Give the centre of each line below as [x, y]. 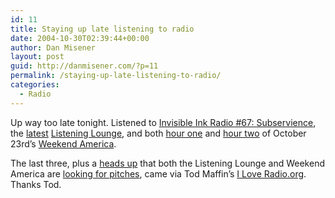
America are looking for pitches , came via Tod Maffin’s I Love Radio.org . [158, 173]
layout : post [37, 57]
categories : [35, 85]
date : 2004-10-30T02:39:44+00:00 [80, 38]
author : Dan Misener [53, 47]
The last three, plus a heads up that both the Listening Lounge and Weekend [167, 163]
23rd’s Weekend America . [63, 143]
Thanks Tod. [36, 184]
